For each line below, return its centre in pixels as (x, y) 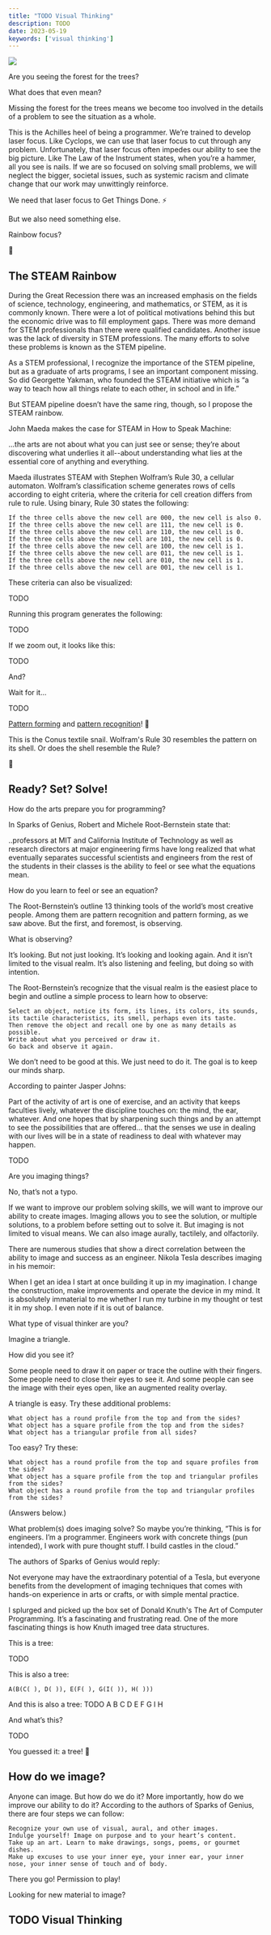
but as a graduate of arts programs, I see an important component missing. (133, 372)
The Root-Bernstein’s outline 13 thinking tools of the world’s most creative (131, 906)
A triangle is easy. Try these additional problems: (90, 1403)
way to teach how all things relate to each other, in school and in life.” (124, 389)
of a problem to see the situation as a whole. (82, 117)
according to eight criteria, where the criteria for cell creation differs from (130, 494)
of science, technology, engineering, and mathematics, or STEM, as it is (128, 304)
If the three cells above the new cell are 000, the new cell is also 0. (135, 518)
